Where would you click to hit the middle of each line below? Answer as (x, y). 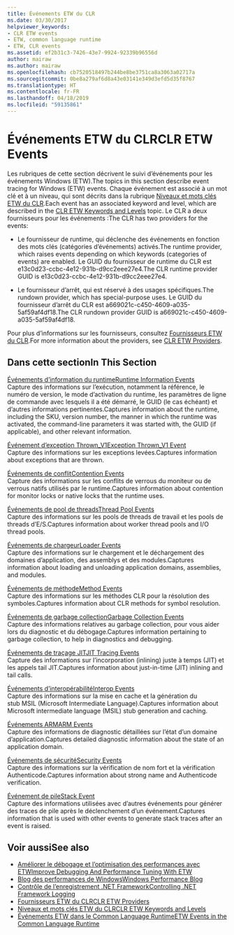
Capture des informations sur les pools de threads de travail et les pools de (115, 516)
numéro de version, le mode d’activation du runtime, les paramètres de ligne (117, 394)
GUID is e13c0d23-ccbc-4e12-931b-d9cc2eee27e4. (92, 276)
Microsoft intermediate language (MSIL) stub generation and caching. (108, 711)
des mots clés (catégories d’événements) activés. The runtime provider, (119, 246)
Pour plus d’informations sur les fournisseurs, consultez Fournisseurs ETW (115, 333)
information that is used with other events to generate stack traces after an (115, 818)
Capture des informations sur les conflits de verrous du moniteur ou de (109, 480)
